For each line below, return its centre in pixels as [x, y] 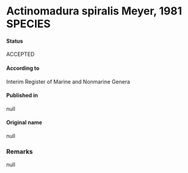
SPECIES [29, 24]
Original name [24, 122]
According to [23, 68]
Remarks [20, 151]
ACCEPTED [20, 54]
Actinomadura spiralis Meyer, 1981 [94, 11]
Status [15, 41]
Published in [22, 95]
